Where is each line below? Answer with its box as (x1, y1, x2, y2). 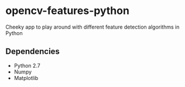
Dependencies (5, 47, 60, 57)
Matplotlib (13, 74, 39, 81)
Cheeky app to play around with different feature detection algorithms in (5, 23, 180, 30)
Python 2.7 (13, 62, 40, 69)
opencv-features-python (5, 4, 130, 18)
